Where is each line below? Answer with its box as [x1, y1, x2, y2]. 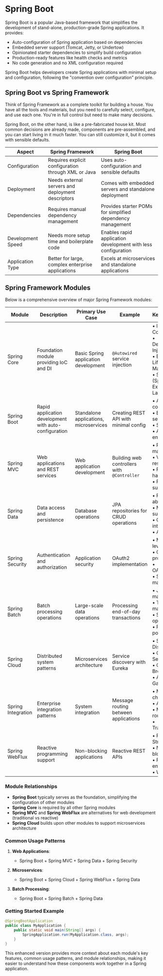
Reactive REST [112, 747, 146, 754]
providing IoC [37, 359, 68, 366]
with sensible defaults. [5, 137, 50, 142]
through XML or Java [48, 169, 96, 176]
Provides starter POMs [101, 203, 153, 210]
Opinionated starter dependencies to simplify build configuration [12, 50, 142, 55]
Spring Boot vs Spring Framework [5, 89, 109, 97]
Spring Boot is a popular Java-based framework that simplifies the [5, 19, 138, 25]
